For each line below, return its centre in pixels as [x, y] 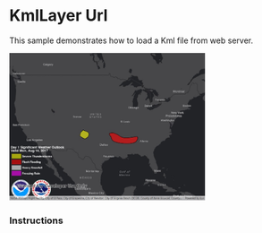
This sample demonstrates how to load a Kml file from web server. [131, 40]
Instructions [37, 220]
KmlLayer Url [59, 16]
